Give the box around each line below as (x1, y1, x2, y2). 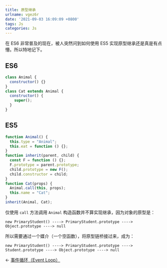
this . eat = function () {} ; (9, 144, 68, 149)
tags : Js (5, 21, 23, 27)
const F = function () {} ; (9, 158, 66, 163)
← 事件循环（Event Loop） (5, 256, 60, 263)
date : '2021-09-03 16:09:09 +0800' (5, 17, 79, 22)
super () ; (14, 98, 32, 103)
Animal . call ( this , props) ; (9, 186, 66, 191)
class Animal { (5, 75, 37, 80)
